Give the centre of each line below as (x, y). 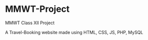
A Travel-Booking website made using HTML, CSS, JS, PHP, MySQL (74, 32)
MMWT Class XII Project (30, 23)
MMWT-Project (37, 9)
